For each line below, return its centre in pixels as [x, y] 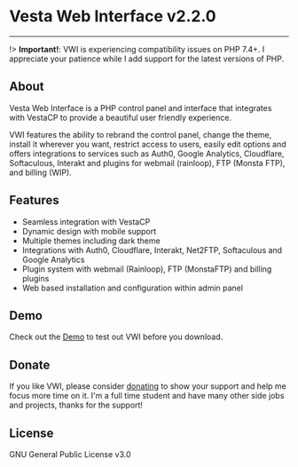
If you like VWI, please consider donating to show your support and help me [148, 386]
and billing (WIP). [41, 172]
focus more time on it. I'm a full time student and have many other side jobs [147, 396]
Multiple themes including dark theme [91, 241]
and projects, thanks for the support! [76, 405]
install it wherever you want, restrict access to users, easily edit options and [148, 144]
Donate [30, 364]
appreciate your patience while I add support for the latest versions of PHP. [147, 59]
